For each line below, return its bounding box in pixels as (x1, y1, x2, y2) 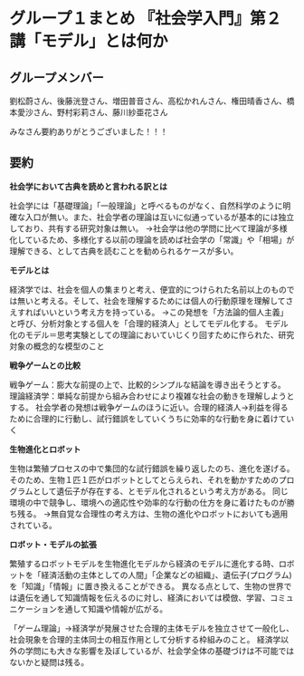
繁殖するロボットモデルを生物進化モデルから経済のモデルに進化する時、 (9, 558, 279, 569)
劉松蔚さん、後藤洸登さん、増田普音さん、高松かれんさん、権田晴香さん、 (9, 96, 287, 106)
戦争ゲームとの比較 (9, 360, 81, 371)
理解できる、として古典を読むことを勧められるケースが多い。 (9, 246, 239, 256)
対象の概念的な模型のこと (9, 341, 105, 352)
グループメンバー (9, 70, 104, 85)
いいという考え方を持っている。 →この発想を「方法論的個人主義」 (40, 306, 289, 317)
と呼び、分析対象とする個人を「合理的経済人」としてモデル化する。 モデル (9, 318, 290, 329)
